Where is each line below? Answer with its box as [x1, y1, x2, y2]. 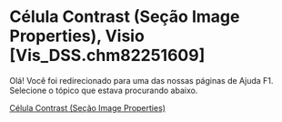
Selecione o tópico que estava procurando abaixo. [9, 85, 198, 96]
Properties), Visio [9, 25, 146, 46]
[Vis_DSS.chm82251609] [9, 46, 206, 66]
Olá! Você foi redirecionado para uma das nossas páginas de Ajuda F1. [9, 75, 274, 86]
